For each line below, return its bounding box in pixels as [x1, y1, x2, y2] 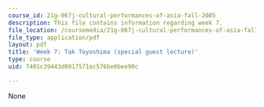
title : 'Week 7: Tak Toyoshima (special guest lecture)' [8, 48, 199, 56]
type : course [8, 56, 51, 64]
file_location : [8, 26, 58, 34]
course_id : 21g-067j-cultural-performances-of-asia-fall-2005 [8, 11, 216, 20]
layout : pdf [8, 41, 47, 49]
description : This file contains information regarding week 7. [8, 19, 223, 27]
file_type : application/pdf [8, 33, 101, 42]
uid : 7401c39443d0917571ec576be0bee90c [8, 63, 139, 71]
